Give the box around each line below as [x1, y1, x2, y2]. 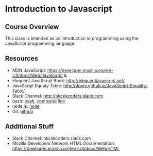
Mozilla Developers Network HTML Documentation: [12, 140, 115, 146]
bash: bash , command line [12, 98, 66, 104]
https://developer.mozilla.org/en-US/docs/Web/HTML [12, 145, 120, 151]
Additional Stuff [5, 122, 54, 131]
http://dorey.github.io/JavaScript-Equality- [63, 83, 148, 88]
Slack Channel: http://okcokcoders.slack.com [12, 93, 103, 99]
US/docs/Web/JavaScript [12, 72, 63, 78]
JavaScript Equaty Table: [12, 83, 62, 88]
